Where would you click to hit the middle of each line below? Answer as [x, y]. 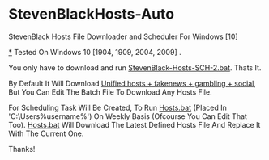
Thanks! [22, 149]
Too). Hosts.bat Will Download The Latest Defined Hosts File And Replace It [134, 124]
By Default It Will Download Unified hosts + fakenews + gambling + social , [132, 83]
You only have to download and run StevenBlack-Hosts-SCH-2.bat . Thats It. [135, 67]
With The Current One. [46, 133]
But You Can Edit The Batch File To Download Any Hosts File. [110, 92]
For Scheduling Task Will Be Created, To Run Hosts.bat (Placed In [117, 107]
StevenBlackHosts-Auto [92, 14]
